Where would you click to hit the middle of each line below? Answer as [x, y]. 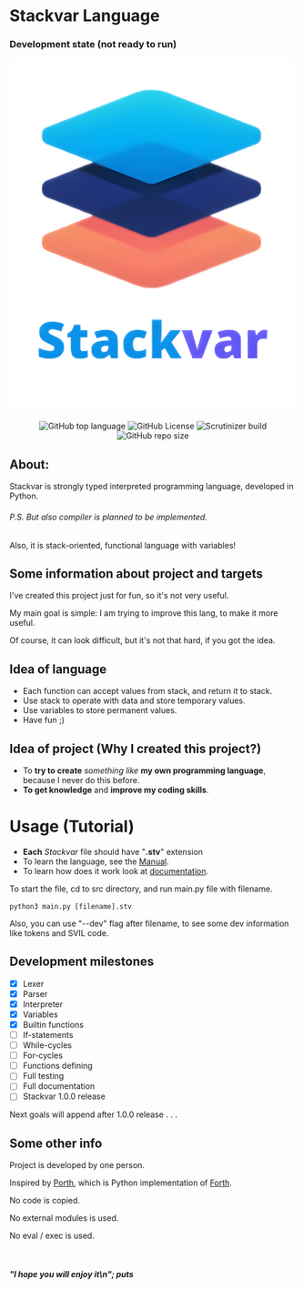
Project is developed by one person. [77, 1165]
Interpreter [43, 1004]
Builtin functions [53, 1024]
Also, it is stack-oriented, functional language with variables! [123, 545]
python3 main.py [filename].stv [71, 906]
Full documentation [59, 1086]
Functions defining [57, 1066]
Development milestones [82, 962]
